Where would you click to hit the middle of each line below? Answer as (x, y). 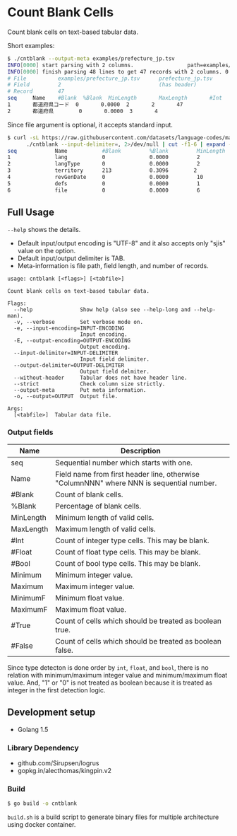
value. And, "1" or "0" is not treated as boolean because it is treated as (110, 683)
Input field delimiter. (115, 359)
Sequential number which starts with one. (124, 463)
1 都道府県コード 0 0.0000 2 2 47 (95, 105)
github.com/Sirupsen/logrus (58, 763)
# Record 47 (36, 92)
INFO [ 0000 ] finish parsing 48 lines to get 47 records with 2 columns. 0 (118, 71)
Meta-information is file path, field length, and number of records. (113, 265)
